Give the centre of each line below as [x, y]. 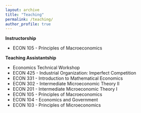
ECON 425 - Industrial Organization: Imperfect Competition [74, 73]
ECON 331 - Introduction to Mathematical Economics [68, 78]
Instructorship [21, 38]
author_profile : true [28, 24]
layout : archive [22, 10]
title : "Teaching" [25, 15]
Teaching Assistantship [31, 58]
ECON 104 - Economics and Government [55, 100]
